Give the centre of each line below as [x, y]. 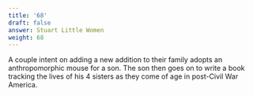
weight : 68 [26, 37]
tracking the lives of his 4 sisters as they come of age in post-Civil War [123, 76]
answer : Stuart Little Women [56, 30]
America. [23, 85]
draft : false [30, 23]
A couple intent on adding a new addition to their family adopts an [115, 60]
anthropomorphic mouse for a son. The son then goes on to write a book [126, 68]
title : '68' [28, 15]
